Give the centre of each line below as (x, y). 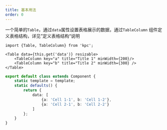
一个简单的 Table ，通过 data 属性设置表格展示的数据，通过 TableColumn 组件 (81, 29)
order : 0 (14, 15)
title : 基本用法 (21, 10)
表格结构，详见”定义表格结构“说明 (45, 36)
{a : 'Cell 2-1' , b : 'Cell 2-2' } (75, 104)
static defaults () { (36, 86)
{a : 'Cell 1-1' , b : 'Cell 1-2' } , (76, 100)
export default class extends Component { (50, 76)
